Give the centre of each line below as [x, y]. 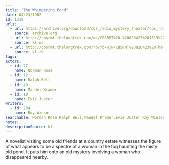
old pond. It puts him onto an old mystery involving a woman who [73, 152]
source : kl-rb [29, 52]
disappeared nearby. [27, 157]
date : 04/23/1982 [23, 15]
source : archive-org [36, 33]
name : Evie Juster [33, 99]
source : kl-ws [29, 43]
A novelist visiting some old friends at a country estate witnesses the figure [83, 141]
